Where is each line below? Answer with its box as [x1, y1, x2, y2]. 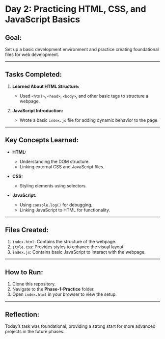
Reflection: [5, 310, 40, 318]
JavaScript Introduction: [12, 107, 63, 113]
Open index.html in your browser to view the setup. [12, 291, 117, 297]
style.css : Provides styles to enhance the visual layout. [12, 244, 125, 250]
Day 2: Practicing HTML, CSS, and [5, 3, 146, 15]
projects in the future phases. [5, 329, 65, 335]
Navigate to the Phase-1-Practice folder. [12, 286, 95, 292]
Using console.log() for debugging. [19, 202, 93, 208]
